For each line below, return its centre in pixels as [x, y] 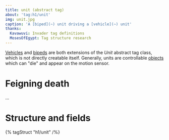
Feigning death [37, 84]
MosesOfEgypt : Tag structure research [51, 38]
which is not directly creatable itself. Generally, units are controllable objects [84, 58]
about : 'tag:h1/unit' [28, 15]
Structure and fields [48, 118]
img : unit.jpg [20, 19]
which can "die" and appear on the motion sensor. [58, 63]
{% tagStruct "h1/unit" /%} [33, 132]
